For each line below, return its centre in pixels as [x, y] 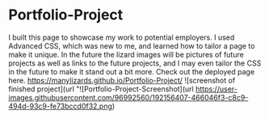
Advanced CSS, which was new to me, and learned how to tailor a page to [132, 45]
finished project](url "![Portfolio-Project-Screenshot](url [101, 89]
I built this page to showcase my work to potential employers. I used [122, 37]
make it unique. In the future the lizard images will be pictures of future [126, 54]
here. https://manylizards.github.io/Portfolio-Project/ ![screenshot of [122, 80]
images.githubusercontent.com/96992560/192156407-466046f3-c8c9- [128, 97]
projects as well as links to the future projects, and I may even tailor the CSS [135, 63]
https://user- [216, 89]
